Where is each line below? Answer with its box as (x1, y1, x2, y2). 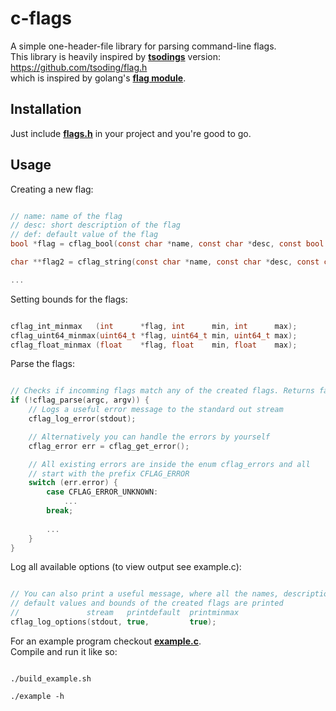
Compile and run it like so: (10, 645, 118, 657)
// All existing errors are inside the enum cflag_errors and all (28, 459, 311, 469)
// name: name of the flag (10, 211, 123, 221)
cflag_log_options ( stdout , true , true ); (10, 617, 217, 627)
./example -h (10, 691, 65, 701)
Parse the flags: (10, 358, 75, 370)
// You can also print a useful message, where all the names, (10, 589, 280, 599)
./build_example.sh (10, 673, 92, 684)
